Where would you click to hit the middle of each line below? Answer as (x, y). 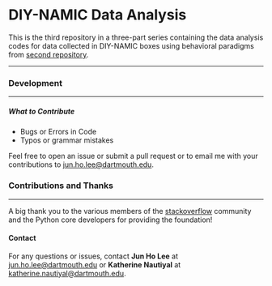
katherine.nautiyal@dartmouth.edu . (68, 273)
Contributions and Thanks (61, 186)
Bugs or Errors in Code (58, 132)
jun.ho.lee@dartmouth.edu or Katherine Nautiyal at (95, 264)
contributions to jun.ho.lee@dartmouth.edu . (81, 164)
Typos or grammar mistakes (67, 140)
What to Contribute (42, 111)
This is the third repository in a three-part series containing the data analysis (136, 37)
